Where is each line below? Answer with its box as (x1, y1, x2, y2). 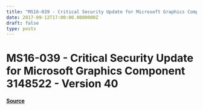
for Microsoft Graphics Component (6, 64, 185, 78)
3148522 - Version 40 (6, 77, 118, 91)
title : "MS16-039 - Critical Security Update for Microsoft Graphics (6, 8, 185, 15)
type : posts (6, 25, 36, 32)
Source (6, 97, 25, 105)
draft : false (6, 20, 39, 26)
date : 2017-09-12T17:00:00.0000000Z (6, 14, 98, 20)
